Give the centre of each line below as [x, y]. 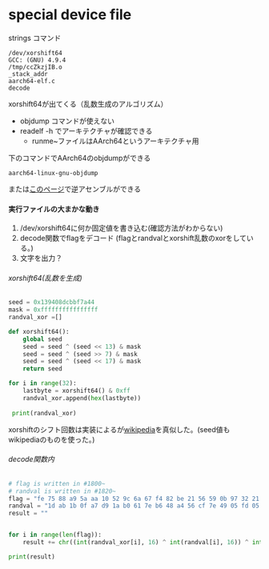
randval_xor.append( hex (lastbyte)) [82, 398]
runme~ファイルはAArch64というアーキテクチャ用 [115, 141]
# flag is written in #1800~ [57, 483]
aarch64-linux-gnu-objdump [53, 173]
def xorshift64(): [39, 331]
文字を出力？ [41, 258]
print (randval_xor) [44, 413]
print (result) [32, 557]
